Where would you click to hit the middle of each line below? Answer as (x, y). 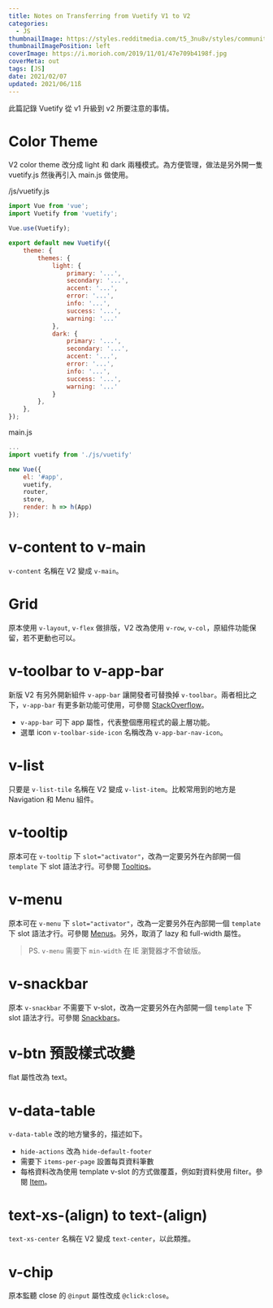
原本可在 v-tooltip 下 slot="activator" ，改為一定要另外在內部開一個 (125, 856)
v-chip (31, 1272)
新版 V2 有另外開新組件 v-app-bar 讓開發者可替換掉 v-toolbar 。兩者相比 (129, 695)
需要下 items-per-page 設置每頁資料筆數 (87, 1162)
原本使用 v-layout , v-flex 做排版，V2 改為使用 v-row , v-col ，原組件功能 (129, 627)
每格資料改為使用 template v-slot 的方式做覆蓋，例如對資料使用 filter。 (138, 1172)
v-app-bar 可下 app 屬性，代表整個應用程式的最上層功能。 (117, 722)
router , (36, 492)
